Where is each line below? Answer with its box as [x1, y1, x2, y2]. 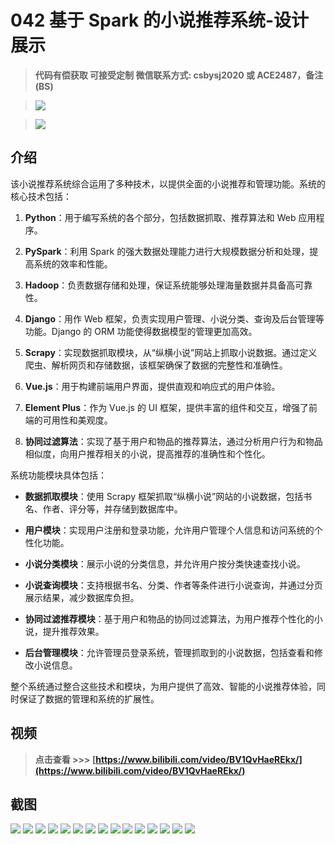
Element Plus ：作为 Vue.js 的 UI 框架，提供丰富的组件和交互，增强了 [24, 401, 309, 413]
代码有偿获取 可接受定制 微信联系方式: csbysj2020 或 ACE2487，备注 [34, 69, 324, 81]
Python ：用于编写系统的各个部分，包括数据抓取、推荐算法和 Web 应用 [24, 211, 317, 223]
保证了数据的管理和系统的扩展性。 [18, 692, 160, 705]
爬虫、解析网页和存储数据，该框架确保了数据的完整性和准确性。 [24, 359, 288, 371]
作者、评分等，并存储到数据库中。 [42, 502, 183, 515]
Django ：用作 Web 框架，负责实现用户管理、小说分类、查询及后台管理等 [24, 312, 325, 325]
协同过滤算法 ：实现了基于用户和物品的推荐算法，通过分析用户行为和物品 [24, 435, 323, 447]
